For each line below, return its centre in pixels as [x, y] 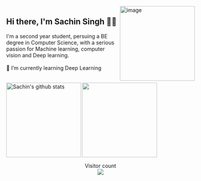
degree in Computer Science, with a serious [60, 42]
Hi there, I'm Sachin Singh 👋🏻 [62, 22]
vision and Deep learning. [38, 55]
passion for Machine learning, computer [56, 49]
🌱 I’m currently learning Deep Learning [54, 68]
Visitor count [100, 165]
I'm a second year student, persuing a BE [57, 36]
